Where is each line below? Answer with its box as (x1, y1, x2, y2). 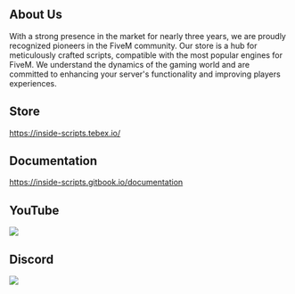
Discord (9, 251, 54, 266)
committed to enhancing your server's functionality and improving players (9, 69, 281, 79)
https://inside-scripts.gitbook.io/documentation (9, 177, 184, 188)
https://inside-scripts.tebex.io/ (9, 127, 121, 138)
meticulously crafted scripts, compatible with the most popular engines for (9, 49, 283, 61)
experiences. (9, 78, 58, 88)
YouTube (9, 202, 60, 217)
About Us (9, 7, 62, 22)
